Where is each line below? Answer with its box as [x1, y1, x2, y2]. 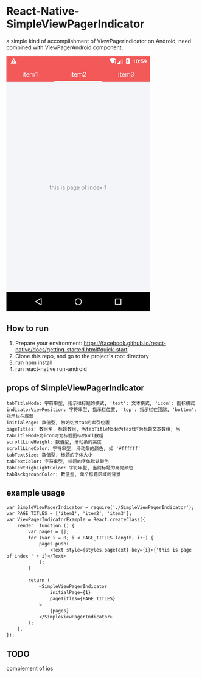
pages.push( [38, 541, 69, 547]
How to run [6, 323, 49, 334]
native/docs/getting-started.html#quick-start [15, 345, 128, 353]
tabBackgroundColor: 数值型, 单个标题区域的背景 [6, 471, 121, 477]
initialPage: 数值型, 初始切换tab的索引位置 [6, 420, 110, 426]
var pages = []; [28, 529, 69, 535]
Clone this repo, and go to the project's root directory [15, 352, 149, 359]
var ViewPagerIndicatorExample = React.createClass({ [6, 517, 146, 523]
